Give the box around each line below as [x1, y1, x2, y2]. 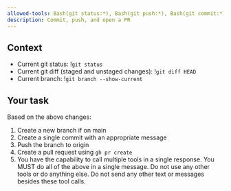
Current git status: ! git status [16, 60, 103, 69]
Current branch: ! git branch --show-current [16, 75, 143, 83]
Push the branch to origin [16, 141, 89, 149]
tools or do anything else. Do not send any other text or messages [16, 170, 205, 179]
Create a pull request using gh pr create [16, 148, 133, 157]
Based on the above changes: [7, 113, 91, 121]
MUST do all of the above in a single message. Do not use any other [16, 163, 210, 171]
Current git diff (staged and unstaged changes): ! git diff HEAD [16, 67, 197, 76]
